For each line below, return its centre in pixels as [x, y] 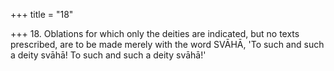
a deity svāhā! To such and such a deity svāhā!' [108, 55]
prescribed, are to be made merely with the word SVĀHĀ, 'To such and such [167, 44]
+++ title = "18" [42, 14]
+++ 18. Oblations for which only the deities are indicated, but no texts [155, 33]
